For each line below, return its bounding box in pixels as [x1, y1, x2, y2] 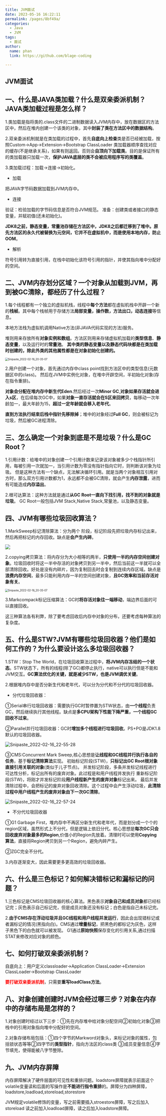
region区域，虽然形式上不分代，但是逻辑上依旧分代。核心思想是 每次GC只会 [5, 825, 159, 831]
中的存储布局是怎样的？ [5, 1004, 77, 1013]
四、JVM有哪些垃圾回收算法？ [5, 514, 98, 522]
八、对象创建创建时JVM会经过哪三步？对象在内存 [5, 995, 157, 1003]
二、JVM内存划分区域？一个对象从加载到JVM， [5, 278, 152, 287]
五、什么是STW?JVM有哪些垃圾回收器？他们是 [5, 635, 149, 644]
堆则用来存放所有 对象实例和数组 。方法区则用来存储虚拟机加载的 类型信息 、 [5, 335, 157, 341]
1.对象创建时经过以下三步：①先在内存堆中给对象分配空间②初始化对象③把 [5, 1018, 161, 1024]
